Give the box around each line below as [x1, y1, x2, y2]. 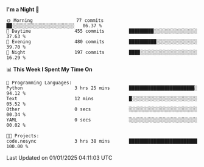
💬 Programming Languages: [6, 80, 72, 86]
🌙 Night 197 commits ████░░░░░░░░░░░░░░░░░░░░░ [6, 49, 198, 55]
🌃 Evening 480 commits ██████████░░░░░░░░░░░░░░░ [6, 39, 198, 45]
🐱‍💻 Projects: [6, 133, 40, 139]
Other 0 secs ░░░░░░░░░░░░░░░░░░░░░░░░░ [6, 106, 198, 112]
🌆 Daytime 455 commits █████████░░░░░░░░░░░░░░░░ [6, 28, 198, 34]
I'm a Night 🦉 [6, 6, 40, 13]
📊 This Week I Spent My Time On [6, 66, 93, 73]
